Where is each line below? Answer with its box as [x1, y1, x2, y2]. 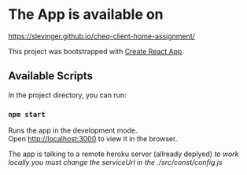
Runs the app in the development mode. [8, 126, 138, 135]
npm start [8, 110, 46, 118]
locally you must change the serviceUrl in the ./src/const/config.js [8, 158, 223, 167]
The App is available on [8, 5, 164, 24]
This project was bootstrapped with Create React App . [8, 46, 185, 56]
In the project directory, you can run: [8, 90, 127, 100]
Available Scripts [8, 69, 93, 83]
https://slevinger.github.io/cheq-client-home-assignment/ [8, 31, 195, 41]
